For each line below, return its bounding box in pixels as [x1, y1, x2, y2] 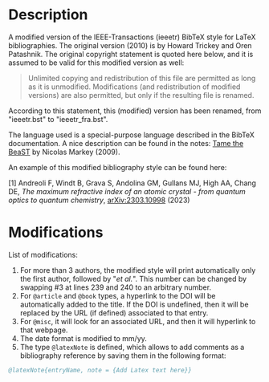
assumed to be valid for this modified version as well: [8, 58, 185, 67]
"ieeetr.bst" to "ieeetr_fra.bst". [8, 114, 108, 124]
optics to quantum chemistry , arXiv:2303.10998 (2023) [8, 195, 190, 205]
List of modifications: [8, 250, 78, 259]
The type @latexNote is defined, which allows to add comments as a [19, 342, 245, 352]
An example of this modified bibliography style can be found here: [8, 162, 227, 172]
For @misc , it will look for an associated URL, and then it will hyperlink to [19, 316, 256, 326]
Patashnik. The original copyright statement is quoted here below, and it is [8, 49, 254, 59]
